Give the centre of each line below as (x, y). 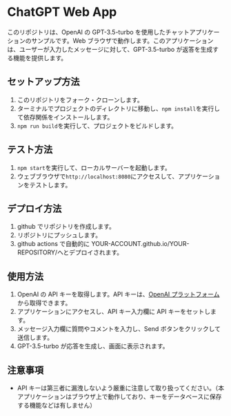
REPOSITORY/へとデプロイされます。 (70, 252)
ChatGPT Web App (62, 12)
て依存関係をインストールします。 (65, 117)
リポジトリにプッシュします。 (59, 235)
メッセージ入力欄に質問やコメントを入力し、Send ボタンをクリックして (119, 329)
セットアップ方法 (43, 82)
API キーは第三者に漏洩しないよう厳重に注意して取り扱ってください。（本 (121, 388)
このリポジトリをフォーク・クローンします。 (80, 100)
